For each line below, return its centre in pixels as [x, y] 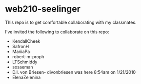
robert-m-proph [28, 56]
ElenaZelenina [26, 77]
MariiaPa [21, 51]
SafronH [20, 46]
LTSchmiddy [25, 62]
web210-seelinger [43, 9]
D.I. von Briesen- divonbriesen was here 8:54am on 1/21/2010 [74, 72]
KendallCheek [26, 41]
